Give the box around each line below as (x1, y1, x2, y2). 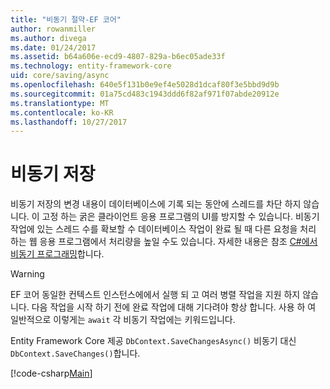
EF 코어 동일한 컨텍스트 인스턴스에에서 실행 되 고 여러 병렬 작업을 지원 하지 (10, 289, 301, 301)
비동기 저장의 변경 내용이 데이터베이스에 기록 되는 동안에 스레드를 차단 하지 (10, 198, 302, 210)
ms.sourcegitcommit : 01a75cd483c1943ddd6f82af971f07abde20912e (10, 89, 280, 99)
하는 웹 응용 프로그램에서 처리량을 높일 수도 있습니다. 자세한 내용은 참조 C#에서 (10, 236, 318, 248)
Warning (10, 268, 45, 280)
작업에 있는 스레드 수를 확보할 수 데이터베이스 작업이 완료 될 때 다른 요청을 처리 (10, 223, 317, 235)
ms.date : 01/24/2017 (10, 42, 97, 53)
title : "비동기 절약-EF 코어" (10, 14, 122, 25)
